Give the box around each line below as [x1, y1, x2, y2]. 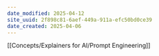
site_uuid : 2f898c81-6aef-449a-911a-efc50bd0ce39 [7, 16, 153, 23]
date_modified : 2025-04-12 [7, 10, 85, 17]
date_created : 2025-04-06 [7, 23, 81, 29]
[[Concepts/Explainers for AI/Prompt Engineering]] [7, 42, 151, 50]
